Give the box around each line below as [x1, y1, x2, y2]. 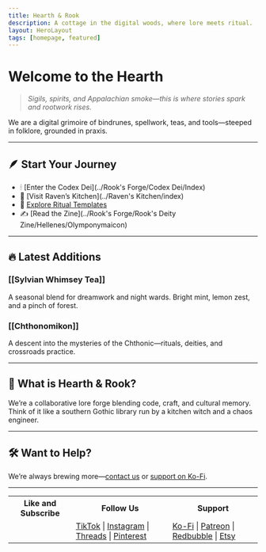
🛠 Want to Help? [8, 447, 93, 460]
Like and [23, 497, 57, 508]
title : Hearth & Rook [8, 11, 80, 20]
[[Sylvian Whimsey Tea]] [8, 274, 105, 285]
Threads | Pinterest [75, 530, 147, 541]
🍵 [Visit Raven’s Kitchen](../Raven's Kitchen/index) [19, 192, 184, 200]
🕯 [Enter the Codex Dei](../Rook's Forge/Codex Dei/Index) [19, 183, 206, 192]
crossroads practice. [8, 346, 76, 356]
